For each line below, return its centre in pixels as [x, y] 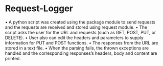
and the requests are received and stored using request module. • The [76, 27]
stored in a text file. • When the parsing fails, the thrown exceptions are [77, 48]
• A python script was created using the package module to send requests [80, 22]
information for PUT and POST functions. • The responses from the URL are [81, 43]
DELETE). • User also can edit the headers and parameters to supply [74, 38]
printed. [13, 58]
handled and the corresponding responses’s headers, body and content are [81, 53]
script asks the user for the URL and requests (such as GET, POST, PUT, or [81, 32]
